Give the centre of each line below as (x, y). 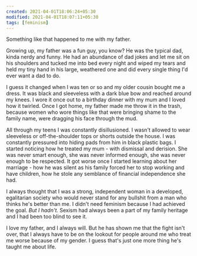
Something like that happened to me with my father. (69, 40)
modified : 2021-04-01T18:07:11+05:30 (52, 17)
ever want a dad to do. (33, 76)
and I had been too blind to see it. (46, 216)
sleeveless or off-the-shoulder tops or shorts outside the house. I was (91, 136)
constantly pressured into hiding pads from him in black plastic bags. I (91, 143)
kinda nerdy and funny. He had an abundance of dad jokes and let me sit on (98, 57)
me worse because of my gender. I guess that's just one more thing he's (94, 241)
